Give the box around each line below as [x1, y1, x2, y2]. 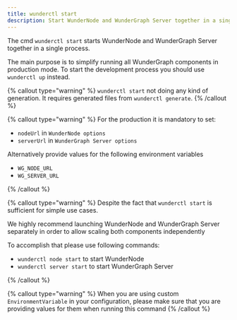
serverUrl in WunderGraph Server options [17, 136, 138, 145]
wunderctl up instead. [7, 72, 71, 81]
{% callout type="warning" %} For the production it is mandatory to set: [7, 114, 217, 124]
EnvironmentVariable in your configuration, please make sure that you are [7, 297, 221, 305]
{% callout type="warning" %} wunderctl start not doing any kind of [7, 86, 209, 95]
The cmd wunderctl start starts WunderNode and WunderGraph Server [7, 36, 217, 45]
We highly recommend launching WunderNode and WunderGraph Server [7, 220, 220, 228]
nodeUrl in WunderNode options [17, 129, 106, 137]
